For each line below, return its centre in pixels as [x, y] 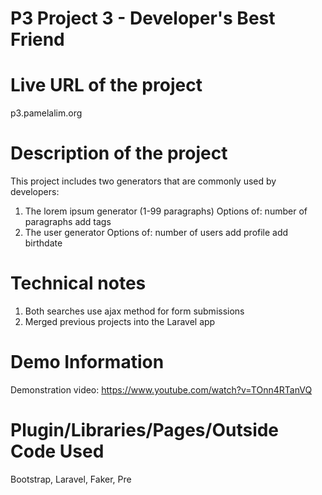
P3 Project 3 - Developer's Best [143, 18]
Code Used [57, 451]
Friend [37, 39]
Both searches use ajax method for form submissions [134, 311]
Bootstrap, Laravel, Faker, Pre [71, 479]
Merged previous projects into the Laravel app [120, 321]
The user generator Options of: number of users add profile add [156, 233]
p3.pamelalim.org [46, 113]
